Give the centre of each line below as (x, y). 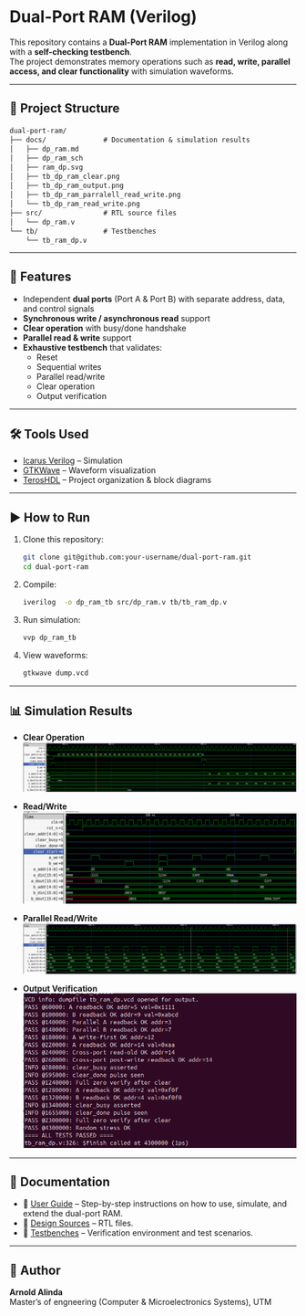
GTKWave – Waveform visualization (89, 470)
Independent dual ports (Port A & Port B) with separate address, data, (153, 299)
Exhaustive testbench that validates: (92, 347)
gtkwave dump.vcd (56, 673)
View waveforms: (55, 655)
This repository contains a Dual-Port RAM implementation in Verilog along (149, 42)
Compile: (40, 584)
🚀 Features (41, 277)
